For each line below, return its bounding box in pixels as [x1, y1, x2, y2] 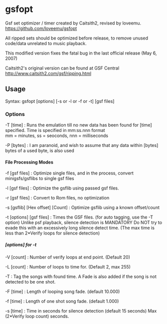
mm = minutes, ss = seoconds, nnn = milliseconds [5, 132, 109, 138]
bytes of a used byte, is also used [5, 147, 74, 153]
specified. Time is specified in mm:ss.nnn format [5, 127, 106, 133]
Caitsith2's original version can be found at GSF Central [5, 65, 120, 71]
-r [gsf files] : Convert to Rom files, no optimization [5, 195, 110, 201]
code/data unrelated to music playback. [5, 40, 87, 46]
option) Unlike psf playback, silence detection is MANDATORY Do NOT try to [5, 219, 163, 225]
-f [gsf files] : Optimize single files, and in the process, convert [5, 170, 134, 176]
